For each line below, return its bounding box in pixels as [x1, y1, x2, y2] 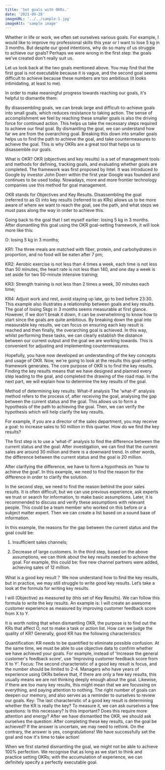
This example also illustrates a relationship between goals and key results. [5, 301, 155, 307]
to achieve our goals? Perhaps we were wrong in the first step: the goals [5, 50, 152, 56]
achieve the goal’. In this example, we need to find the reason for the [5, 469, 144, 475]
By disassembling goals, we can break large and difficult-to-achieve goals [5, 105, 155, 111]
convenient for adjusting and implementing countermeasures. [5, 343, 130, 349]
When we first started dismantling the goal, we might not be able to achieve [5, 743, 158, 750]
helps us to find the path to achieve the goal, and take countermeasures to [5, 136, 156, 142]
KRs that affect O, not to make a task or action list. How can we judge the [5, 625, 153, 631]
